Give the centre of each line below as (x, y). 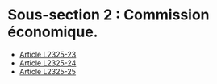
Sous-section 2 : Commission (109, 15)
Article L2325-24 (48, 63)
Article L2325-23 (48, 54)
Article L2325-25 (48, 71)
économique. (53, 32)
